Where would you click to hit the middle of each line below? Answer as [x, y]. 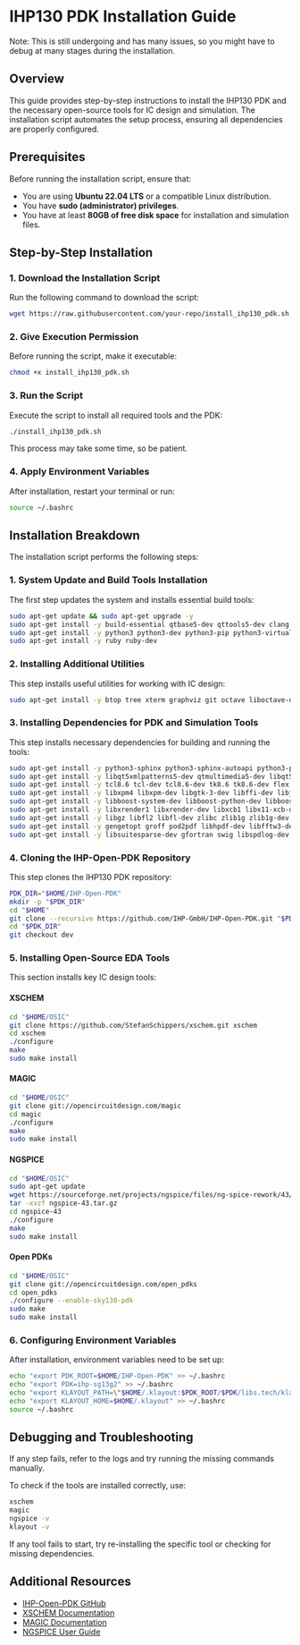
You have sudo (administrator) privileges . [100, 205]
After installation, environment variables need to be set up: [117, 1360]
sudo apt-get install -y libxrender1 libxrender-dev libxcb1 [125, 810]
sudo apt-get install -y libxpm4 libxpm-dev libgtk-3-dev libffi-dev [142, 793]
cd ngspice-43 [36, 1212]
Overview [37, 79]
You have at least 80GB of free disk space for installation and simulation [155, 215]
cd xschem [28, 1034]
